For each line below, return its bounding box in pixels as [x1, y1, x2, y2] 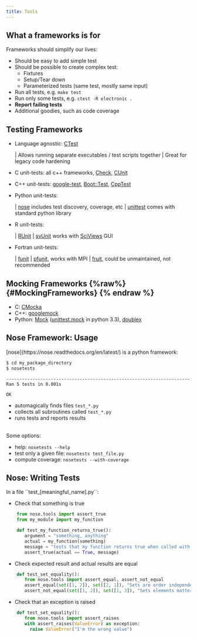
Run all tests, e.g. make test [14, 89, 81, 96]
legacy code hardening [14, 158, 70, 165]
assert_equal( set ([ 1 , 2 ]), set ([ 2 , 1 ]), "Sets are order [24, 582, 167, 589]
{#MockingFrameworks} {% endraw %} [6, 288, 154, 298]
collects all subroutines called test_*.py [14, 408, 112, 415]
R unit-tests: [14, 221, 45, 228]
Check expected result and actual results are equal [14, 560, 138, 567]
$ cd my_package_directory [6, 360, 72, 365]
